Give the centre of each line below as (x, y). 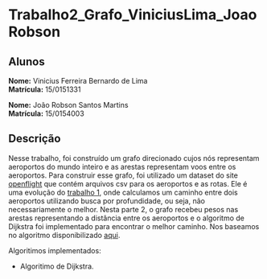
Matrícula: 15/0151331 (45, 89)
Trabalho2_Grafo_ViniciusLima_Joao (133, 15)
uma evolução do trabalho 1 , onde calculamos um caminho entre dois (123, 192)
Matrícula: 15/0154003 (46, 113)
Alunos (27, 62)
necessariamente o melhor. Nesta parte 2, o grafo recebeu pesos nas (123, 209)
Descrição (35, 139)
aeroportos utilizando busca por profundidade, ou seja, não (107, 201)
